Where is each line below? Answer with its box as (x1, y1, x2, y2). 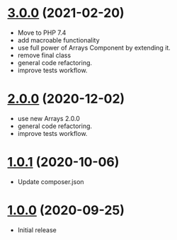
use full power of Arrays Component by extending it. (17, 43, 171, 52)
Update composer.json (17, 177, 84, 185)
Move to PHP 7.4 (17, 28, 67, 37)
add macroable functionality (17, 35, 101, 44)
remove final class (17, 51, 72, 59)
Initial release (17, 225, 57, 234)
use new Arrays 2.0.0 (17, 114, 80, 122)
